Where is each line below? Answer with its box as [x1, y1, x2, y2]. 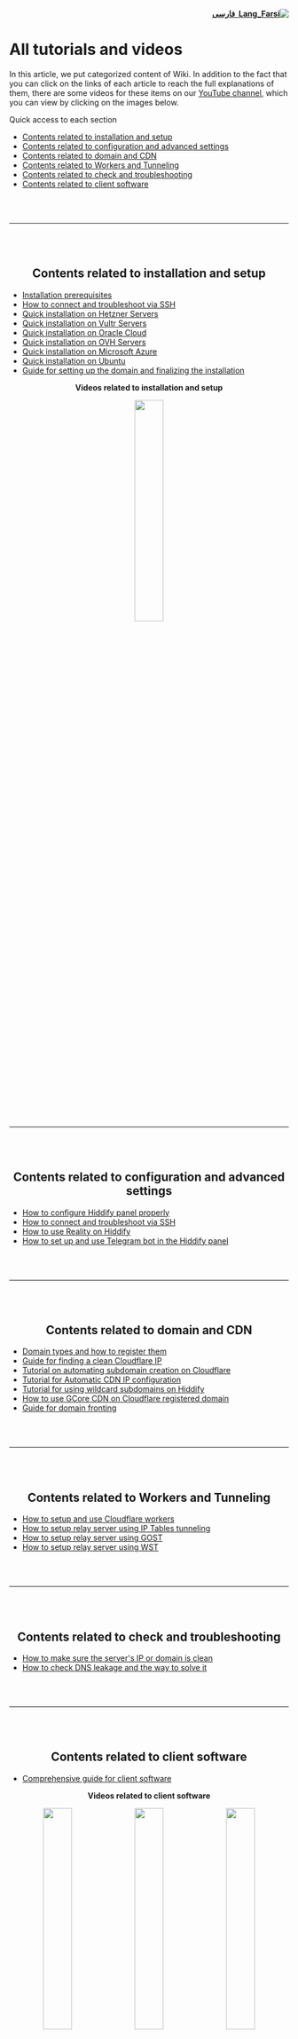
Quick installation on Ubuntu [21, 355, 126, 366]
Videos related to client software [87, 1790, 211, 1801]
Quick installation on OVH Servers [21, 336, 146, 347]
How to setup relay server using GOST [21, 1532, 163, 1544]
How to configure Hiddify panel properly [21, 1207, 170, 1218]
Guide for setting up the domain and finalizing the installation [21, 365, 246, 375]
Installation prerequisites [21, 289, 113, 300]
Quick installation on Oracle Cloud [21, 327, 147, 337]
